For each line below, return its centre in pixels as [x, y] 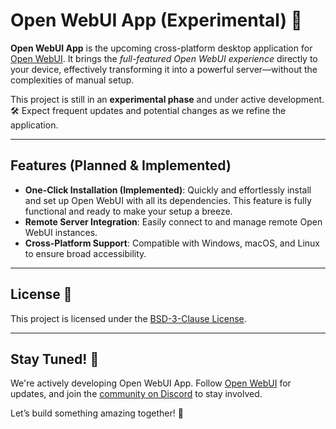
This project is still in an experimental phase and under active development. [167, 99]
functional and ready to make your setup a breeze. [128, 211]
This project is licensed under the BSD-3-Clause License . [128, 318]
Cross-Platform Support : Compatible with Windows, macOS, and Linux [172, 243]
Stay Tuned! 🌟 [55, 359]
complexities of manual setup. [72, 80]
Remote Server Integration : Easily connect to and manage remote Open [173, 221]
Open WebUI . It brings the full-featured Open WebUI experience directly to [164, 58]
